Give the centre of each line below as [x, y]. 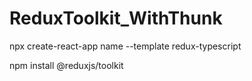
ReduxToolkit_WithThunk [116, 18]
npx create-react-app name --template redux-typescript [125, 46]
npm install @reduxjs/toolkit [66, 65]
